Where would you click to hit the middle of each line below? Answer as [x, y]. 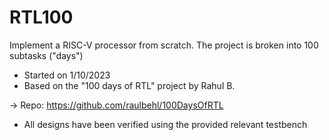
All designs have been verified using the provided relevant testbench [165, 124]
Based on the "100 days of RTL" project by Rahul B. [129, 85]
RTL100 [41, 17]
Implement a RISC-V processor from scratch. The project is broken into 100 [164, 45]
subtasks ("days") [46, 55]
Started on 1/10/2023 [67, 75]
